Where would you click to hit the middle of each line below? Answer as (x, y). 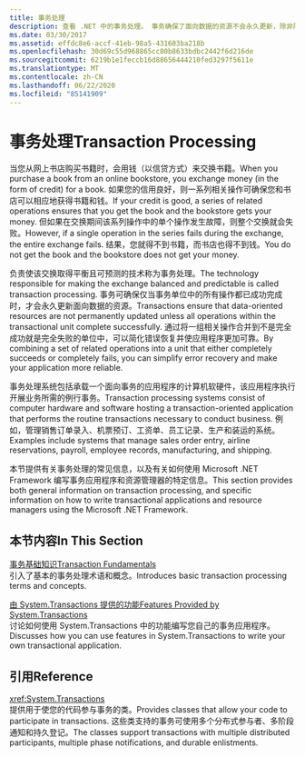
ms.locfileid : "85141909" (58, 94)
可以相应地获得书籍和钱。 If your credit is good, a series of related (140, 201)
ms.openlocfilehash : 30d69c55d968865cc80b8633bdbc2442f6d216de (132, 52)
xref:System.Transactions (57, 699)
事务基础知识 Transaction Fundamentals (83, 564)
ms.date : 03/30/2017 (49, 35)
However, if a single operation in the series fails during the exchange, (155, 234)
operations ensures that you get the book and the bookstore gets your (141, 211)
